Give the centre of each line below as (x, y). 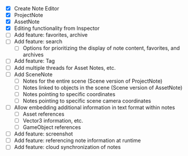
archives (33, 55)
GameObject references (52, 127)
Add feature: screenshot (43, 134)
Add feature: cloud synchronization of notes (67, 147)
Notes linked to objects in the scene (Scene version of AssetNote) (103, 87)
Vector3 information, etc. (53, 121)
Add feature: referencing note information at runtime (78, 141)
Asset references (43, 114)
